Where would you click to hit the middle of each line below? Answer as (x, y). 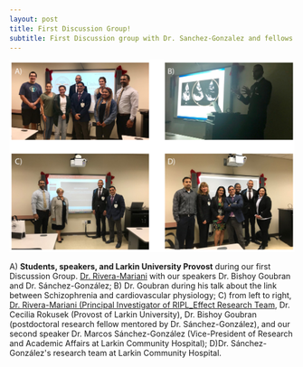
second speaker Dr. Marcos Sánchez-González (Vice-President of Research (151, 334)
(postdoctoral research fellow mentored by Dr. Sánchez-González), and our (150, 325)
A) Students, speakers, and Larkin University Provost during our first (140, 267)
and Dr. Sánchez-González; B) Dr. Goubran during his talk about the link (143, 286)
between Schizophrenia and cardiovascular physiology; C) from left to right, (151, 296)
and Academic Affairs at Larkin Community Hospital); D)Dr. (119, 343)
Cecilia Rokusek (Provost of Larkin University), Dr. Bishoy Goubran (133, 315)
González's (30, 353)
